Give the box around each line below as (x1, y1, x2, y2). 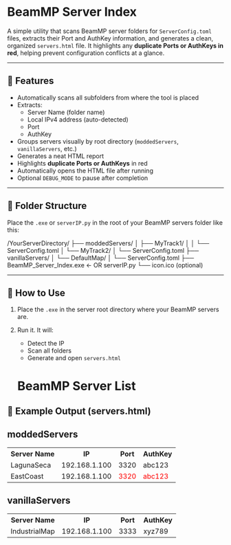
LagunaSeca (10, 460, 52, 469)
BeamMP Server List (16, 378, 136, 394)
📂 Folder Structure (7, 200, 87, 212)
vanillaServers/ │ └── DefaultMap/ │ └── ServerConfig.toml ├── (7, 254, 195, 262)
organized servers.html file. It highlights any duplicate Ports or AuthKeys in (7, 41, 224, 49)
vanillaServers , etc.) (16, 144, 77, 153)
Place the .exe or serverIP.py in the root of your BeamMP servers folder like (7, 218, 223, 227)
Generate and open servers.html (27, 354, 122, 362)
